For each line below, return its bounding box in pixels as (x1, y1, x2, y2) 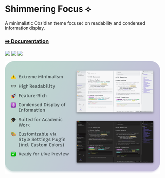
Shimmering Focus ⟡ (5, 3, 91, 15)
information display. (5, 25, 45, 31)
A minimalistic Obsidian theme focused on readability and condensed (5, 20, 146, 25)
